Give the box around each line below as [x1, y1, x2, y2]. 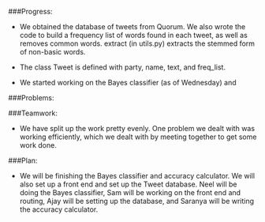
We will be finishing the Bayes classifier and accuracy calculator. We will [19, 171, 255, 180]
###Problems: [8, 93, 54, 102]
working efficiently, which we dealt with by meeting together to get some [19, 132, 257, 141]
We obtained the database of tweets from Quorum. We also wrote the [19, 22, 246, 31]
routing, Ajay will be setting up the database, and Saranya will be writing [19, 197, 255, 205]
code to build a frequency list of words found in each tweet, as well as [19, 31, 248, 40]
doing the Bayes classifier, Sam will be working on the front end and [19, 188, 241, 197]
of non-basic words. [19, 47, 86, 56]
